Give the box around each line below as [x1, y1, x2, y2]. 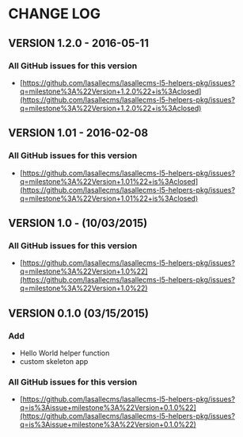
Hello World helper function [19, 348, 110, 358]
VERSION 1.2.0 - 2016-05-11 [8, 36, 149, 50]
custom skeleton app [19, 356, 89, 366]
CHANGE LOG [8, 5, 101, 23]
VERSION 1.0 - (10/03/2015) [8, 216, 148, 230]
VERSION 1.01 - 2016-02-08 [8, 126, 149, 140]
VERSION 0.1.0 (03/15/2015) [8, 306, 149, 320]
